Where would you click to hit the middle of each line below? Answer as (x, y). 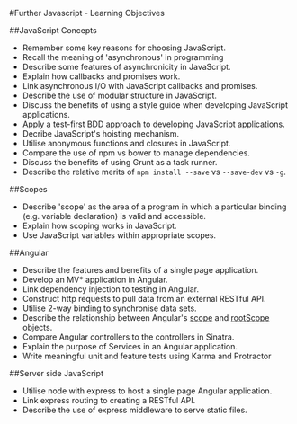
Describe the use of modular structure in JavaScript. (120, 95)
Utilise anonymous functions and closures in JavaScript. (126, 143)
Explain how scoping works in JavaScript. (99, 225)
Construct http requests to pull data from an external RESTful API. (144, 299)
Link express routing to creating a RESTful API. (109, 400)
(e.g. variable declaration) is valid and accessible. (114, 216)
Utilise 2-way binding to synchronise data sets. (109, 308)
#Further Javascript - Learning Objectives (87, 13)
